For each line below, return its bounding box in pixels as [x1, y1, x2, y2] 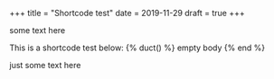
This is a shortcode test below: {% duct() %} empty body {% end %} [9, 42, 266, 53]
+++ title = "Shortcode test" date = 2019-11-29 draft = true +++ [9, 8, 246, 18]
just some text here [9, 60, 81, 70]
